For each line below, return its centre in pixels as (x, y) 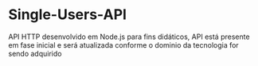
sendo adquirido (35, 53)
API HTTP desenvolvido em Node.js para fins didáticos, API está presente (129, 37)
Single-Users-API (68, 15)
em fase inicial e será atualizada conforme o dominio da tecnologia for (123, 45)
